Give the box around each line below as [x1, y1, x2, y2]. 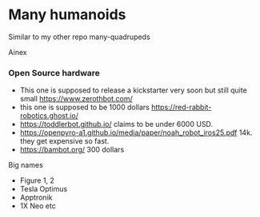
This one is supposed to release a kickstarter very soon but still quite [19, 85, 248, 95]
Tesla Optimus [19, 184, 68, 194]
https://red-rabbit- [150, 102, 212, 112]
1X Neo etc [19, 201, 56, 211]
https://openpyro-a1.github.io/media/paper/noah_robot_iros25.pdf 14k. [19, 128, 253, 137]
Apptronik [19, 193, 53, 203]
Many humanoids [8, 6, 126, 24]
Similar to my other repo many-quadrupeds [8, 32, 150, 41]
